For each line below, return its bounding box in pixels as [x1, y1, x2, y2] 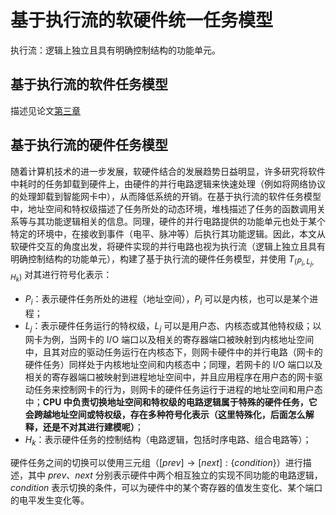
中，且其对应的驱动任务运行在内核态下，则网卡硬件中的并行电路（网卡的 [24, 346, 323, 358]
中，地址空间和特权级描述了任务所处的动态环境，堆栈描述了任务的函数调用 [10, 202, 317, 215]
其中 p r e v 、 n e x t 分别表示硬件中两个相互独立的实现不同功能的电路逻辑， [27, 469, 323, 481]
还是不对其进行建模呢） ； [42, 421, 144, 433]
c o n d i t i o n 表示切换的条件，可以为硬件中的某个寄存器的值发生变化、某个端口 [10, 482, 323, 494]
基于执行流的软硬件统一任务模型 [10, 9, 274, 32]
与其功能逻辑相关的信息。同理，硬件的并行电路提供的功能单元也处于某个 [27, 215, 326, 227]
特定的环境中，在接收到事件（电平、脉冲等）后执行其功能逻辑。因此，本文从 [10, 227, 326, 240]
